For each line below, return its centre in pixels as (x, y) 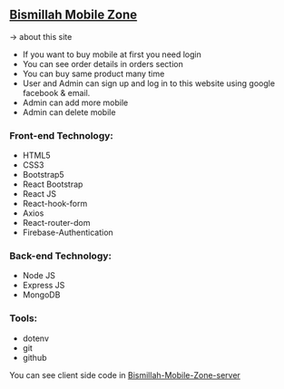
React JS (39, 194)
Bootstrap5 (44, 175)
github (34, 357)
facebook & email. (56, 92)
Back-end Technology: (60, 256)
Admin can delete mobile (69, 112)
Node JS (39, 276)
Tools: (24, 318)
